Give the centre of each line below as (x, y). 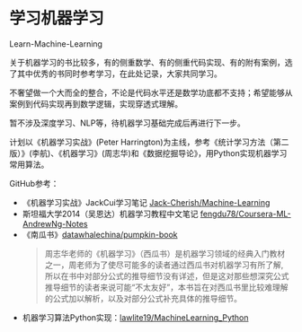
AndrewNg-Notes (55, 223)
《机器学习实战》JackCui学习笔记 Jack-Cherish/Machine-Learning (146, 202)
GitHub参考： (34, 183)
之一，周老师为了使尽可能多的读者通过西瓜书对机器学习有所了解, (164, 265)
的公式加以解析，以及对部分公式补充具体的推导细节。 (143, 298)
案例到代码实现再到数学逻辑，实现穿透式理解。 (96, 103)
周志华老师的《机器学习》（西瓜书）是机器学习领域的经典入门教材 (165, 253)
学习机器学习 (57, 18)
